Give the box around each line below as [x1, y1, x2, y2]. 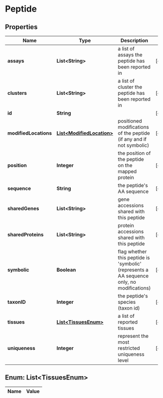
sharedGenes [7, 205, 39, 212]
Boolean [56, 266, 76, 273]
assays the [118, 52, 143, 58]
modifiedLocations [7, 130, 52, 137]
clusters [7, 90, 27, 96]
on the [118, 162, 132, 169]
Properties [5, 23, 38, 31]
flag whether [118, 248, 147, 255]
